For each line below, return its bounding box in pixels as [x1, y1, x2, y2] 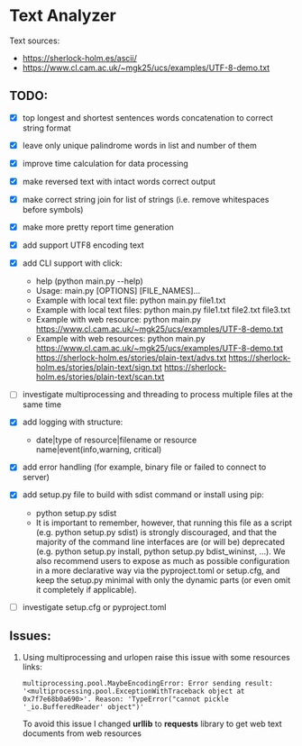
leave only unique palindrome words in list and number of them [22, 140, 257, 150]
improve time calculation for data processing [22, 158, 189, 168]
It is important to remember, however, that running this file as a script [35, 517, 293, 528]
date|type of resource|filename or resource [35, 434, 197, 446]
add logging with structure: [22, 416, 124, 428]
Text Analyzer [9, 5, 117, 26]
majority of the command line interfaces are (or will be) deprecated [35, 536, 286, 547]
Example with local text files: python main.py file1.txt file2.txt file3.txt [35, 305, 291, 315]
